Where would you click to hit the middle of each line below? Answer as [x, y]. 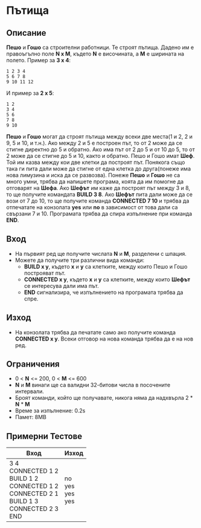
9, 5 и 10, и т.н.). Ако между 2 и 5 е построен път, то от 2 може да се [94, 143]
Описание [26, 33]
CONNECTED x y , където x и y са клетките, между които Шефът [107, 279]
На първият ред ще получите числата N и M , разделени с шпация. [101, 253]
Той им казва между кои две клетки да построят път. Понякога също [96, 162]
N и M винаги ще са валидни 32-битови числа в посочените [93, 385]
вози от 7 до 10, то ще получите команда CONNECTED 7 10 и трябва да [98, 201]
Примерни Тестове [44, 436]
